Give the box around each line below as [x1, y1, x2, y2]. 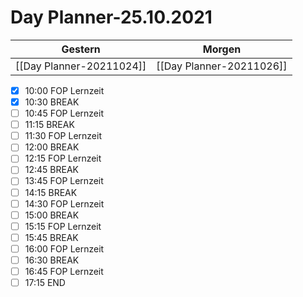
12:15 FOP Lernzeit [24, 152, 102, 165]
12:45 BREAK [24, 164, 79, 176]
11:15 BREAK [24, 119, 75, 131]
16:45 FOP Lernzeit [24, 265, 104, 277]
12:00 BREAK [24, 141, 80, 153]
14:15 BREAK [24, 186, 78, 198]
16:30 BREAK [24, 254, 80, 266]
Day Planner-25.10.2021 [10, 6, 213, 29]
